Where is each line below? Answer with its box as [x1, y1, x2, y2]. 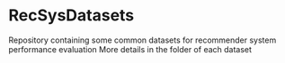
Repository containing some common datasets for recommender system [8, 35, 277, 45]
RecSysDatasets [8, 5, 135, 26]
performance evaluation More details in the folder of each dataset [8, 43, 253, 54]
